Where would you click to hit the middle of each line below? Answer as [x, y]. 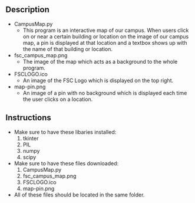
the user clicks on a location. [58, 99]
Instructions [28, 118]
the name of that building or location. [68, 49]
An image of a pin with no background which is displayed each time [105, 93]
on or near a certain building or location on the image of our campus [106, 36]
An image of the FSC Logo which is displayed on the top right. [98, 80]
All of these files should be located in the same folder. [79, 195]
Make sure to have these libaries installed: [65, 132]
